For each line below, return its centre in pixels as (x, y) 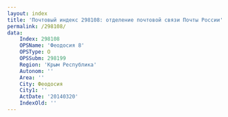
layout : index (28, 13)
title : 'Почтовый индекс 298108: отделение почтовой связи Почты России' (115, 20)
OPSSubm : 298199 (43, 58)
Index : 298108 (40, 39)
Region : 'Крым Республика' (58, 65)
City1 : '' (34, 90)
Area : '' (32, 77)
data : (15, 33)
